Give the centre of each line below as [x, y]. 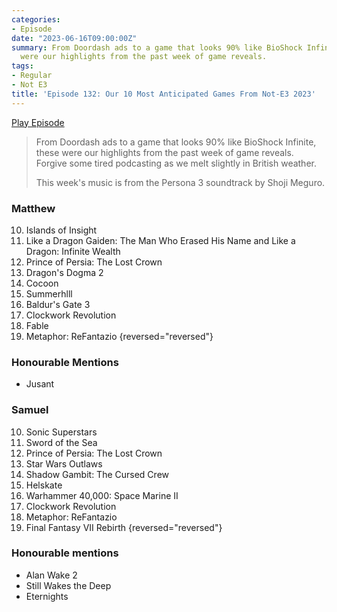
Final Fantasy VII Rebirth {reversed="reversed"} [124, 527]
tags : [22, 66]
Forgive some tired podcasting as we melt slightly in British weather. [176, 163]
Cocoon [42, 283]
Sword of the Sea [61, 442]
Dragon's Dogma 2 [64, 272]
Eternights [47, 596]
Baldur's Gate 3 [58, 304]
